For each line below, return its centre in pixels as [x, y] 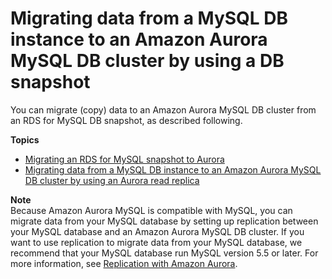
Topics [25, 139]
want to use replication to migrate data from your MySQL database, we [156, 242]
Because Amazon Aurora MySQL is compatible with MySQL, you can [151, 210]
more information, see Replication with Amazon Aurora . [124, 263]
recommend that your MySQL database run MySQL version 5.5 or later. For [164, 253]
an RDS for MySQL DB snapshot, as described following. [126, 120]
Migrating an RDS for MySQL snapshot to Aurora [124, 159]
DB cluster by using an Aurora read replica [112, 180]
